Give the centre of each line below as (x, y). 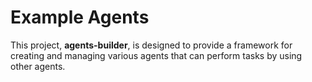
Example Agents (80, 17)
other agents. (38, 66)
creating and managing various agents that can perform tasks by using (156, 55)
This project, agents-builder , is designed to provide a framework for (151, 45)
